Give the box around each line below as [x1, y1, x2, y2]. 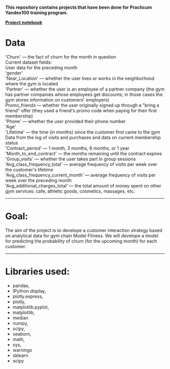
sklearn [12, 352, 29, 358]
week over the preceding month [5, 177, 72, 183]
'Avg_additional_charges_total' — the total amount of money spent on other [5, 182, 162, 189]
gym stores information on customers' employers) [5, 97, 110, 103]
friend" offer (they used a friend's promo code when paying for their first [5, 107, 157, 113]
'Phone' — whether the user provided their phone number [5, 118, 126, 124]
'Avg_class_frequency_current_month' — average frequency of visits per [5, 172, 156, 178]
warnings [12, 347, 32, 353]
